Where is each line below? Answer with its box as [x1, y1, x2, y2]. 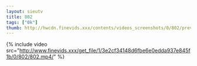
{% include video [6, 41, 48, 48]
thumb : [6, 25, 22, 31]
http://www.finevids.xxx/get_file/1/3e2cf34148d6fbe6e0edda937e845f [19, 47, 191, 54]
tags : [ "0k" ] [6, 19, 38, 25]
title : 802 [6, 14, 33, 20]
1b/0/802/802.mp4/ [6, 53, 54, 60]
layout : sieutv [6, 8, 43, 15]
